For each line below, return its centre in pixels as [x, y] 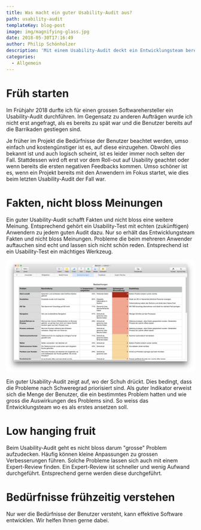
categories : [21, 57]
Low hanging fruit [51, 431]
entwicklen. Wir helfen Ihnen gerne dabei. [58, 520]
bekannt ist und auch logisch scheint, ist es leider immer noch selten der [96, 153]
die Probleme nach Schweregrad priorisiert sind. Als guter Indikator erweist [99, 388]
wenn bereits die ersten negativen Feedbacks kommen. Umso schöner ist [97, 166]
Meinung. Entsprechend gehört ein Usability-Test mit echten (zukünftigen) [98, 226]
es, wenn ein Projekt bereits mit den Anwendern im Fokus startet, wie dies [98, 172]
